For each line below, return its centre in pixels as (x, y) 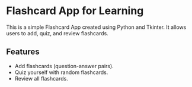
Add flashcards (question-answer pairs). (64, 66)
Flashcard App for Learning (75, 11)
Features (23, 52)
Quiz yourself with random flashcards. (61, 72)
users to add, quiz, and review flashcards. (57, 33)
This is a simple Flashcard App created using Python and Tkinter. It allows (96, 27)
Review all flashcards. (41, 78)
